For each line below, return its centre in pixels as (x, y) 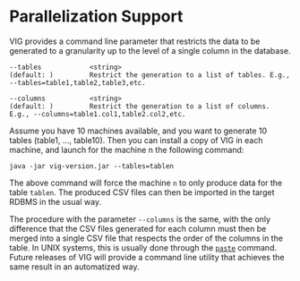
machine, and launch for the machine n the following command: (127, 149)
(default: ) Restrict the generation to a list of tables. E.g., (150, 75)
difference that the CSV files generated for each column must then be (138, 228)
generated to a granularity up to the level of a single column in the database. (150, 50)
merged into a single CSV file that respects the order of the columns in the (146, 238)
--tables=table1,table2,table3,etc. (77, 82)
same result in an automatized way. (74, 267)
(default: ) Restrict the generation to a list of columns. (140, 106)
